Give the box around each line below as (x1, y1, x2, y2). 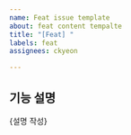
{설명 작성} (9, 115, 48, 126)
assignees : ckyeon (9, 47, 78, 56)
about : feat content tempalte (9, 22, 123, 31)
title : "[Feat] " (9, 30, 74, 39)
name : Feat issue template (9, 13, 110, 22)
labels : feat (9, 38, 58, 48)
